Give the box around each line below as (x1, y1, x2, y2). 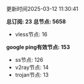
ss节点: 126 (15, 56, 44, 63)
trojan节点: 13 (15, 71, 49, 78)
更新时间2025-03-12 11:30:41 (6, 5, 79, 12)
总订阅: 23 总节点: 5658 (6, 18, 66, 25)
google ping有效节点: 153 (6, 44, 71, 50)
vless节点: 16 (15, 31, 48, 38)
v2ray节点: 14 (15, 64, 49, 71)
